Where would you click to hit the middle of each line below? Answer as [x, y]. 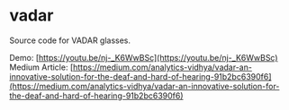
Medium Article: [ [41, 67]
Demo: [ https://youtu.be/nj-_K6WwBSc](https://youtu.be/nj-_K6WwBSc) [144, 57]
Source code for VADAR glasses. [70, 40]
